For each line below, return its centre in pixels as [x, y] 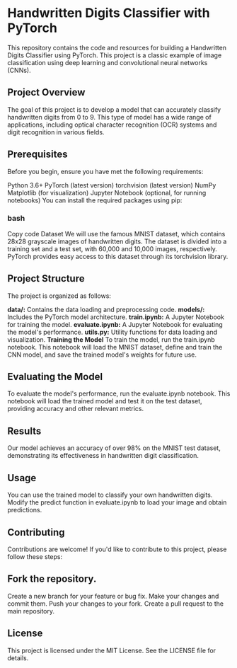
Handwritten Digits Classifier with [109, 13]
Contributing [36, 532]
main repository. [31, 611]
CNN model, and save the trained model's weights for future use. [102, 355]
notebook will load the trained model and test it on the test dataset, [105, 401]
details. [18, 658]
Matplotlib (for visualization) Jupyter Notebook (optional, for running [107, 192]
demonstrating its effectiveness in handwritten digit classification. [103, 456]
